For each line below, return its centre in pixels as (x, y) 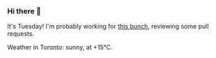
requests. (21, 34)
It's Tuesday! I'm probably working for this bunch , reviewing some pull (108, 27)
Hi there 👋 (24, 11)
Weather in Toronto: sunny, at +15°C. (60, 48)
